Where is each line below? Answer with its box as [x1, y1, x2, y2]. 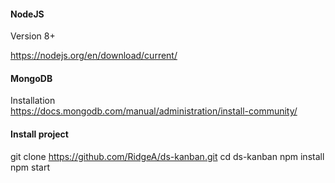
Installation [10, 95, 56, 107]
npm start [10, 161, 51, 173]
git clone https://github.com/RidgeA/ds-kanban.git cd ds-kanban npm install [10, 150, 325, 162]
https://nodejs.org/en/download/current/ [10, 50, 178, 62]
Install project [10, 128, 69, 140]
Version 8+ [10, 30, 56, 42]
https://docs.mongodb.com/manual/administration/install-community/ [10, 105, 298, 117]
